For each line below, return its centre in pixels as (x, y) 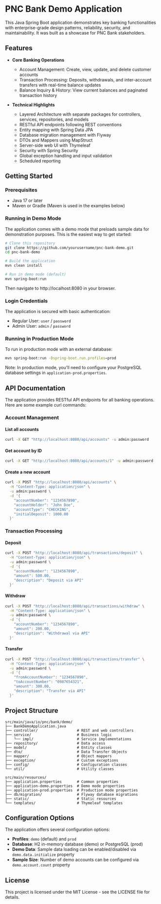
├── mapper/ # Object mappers (58, 756)
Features (19, 48)
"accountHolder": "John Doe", (45, 505)
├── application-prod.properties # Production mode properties (72, 790)
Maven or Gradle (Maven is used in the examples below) (69, 206)
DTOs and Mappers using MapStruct (56, 140)
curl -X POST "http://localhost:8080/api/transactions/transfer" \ (75, 659)
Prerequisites (21, 190)
